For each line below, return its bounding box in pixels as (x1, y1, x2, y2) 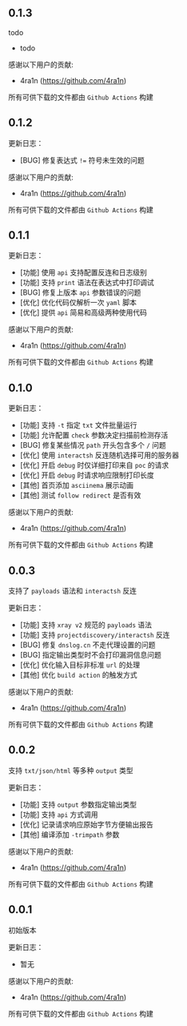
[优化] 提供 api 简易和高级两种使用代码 (19, 308, 148, 317)
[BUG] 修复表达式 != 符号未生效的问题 (19, 155, 145, 165)
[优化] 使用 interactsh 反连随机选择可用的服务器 (19, 450, 180, 460)
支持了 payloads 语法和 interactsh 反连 (8, 586, 137, 596)
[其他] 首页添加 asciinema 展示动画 (19, 481, 134, 490)
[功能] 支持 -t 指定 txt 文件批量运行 (19, 420, 137, 430)
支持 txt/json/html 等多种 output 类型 (8, 765, 133, 775)
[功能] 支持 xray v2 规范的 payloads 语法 (19, 620, 153, 630)
